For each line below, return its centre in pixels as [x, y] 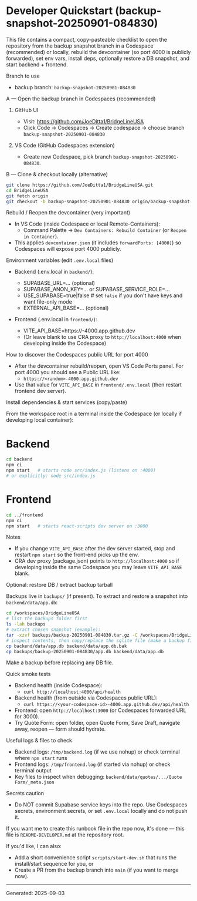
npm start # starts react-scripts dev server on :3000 [77, 526]
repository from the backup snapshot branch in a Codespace [80, 46]
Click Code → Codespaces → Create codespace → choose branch [104, 127]
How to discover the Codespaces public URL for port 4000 [77, 355]
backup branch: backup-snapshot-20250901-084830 [75, 87]
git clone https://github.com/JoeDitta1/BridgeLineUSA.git [80, 185]
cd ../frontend [25, 515]
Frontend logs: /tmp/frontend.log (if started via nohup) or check [92, 764]
